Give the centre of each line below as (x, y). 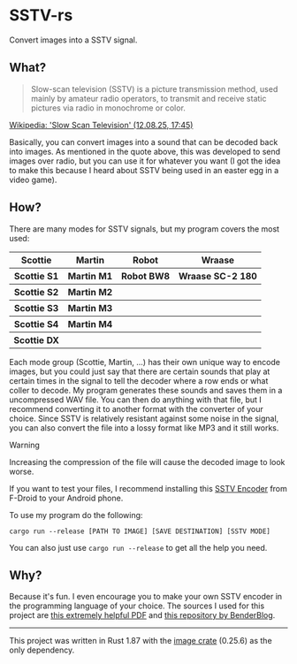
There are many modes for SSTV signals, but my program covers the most (145, 229)
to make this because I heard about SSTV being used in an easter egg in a (144, 170)
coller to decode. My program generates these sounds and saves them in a (146, 390)
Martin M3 (90, 308)
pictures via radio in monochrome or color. (108, 108)
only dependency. (42, 650)
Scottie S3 (36, 308)
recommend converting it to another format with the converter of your (136, 408)
